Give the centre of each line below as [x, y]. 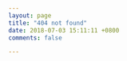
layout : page [30, 15]
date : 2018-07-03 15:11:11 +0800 [64, 30]
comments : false [35, 38]
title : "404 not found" [48, 23]
